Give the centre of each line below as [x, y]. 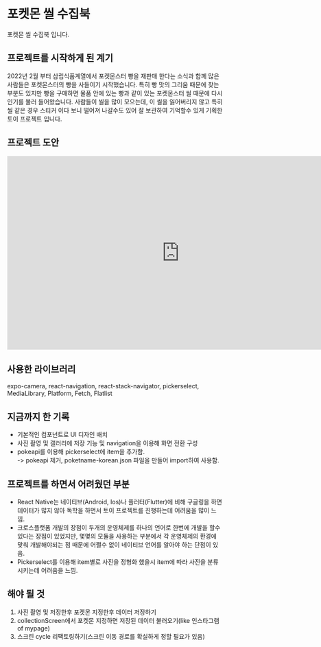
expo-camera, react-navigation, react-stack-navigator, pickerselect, [103, 386]
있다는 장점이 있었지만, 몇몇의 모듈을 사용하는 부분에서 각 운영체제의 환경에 [117, 536]
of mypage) [33, 628]
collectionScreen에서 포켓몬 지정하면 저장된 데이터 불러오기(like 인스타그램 [118, 620]
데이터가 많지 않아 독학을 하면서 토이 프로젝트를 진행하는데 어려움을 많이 [113, 510]
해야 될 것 [26, 594]
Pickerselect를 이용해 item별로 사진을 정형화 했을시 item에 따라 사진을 [111, 562]
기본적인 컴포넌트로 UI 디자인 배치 [62, 435]
